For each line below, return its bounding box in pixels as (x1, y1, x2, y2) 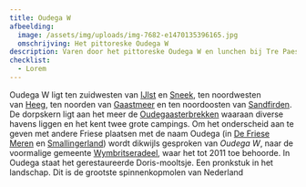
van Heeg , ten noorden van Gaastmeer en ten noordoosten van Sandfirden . (9, 99, 292, 109)
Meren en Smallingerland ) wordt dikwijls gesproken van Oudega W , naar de (9, 138, 294, 149)
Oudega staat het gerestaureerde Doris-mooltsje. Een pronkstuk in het (9, 157, 273, 168)
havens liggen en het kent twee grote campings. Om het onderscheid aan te (9, 118, 294, 129)
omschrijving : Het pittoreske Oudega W (17, 38, 169, 48)
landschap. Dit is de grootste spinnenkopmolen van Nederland (9, 166, 244, 178)
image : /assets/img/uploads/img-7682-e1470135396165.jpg (17, 30, 239, 39)
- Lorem (17, 65, 47, 74)
